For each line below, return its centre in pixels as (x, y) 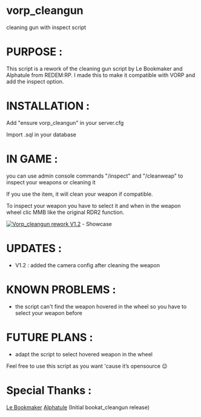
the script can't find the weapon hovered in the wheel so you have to (101, 306)
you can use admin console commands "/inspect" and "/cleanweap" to (95, 176)
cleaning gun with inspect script (46, 27)
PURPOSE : (35, 52)
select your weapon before (49, 313)
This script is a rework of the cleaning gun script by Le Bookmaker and (94, 68)
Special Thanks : (49, 390)
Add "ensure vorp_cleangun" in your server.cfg (65, 122)
